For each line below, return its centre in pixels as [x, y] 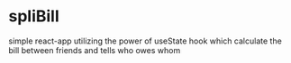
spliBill [34, 16]
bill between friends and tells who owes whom [95, 50]
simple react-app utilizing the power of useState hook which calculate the [145, 41]
